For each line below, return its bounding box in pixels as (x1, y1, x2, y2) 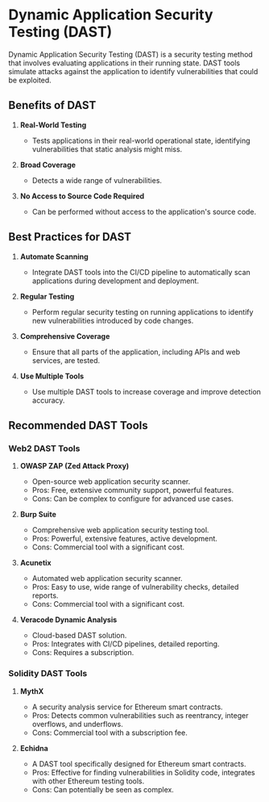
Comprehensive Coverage (19, 331, 110, 340)
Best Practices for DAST (8, 230, 131, 244)
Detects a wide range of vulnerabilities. (31, 175, 163, 185)
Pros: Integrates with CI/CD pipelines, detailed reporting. (31, 639, 220, 649)
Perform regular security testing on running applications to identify (31, 307, 254, 316)
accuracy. (31, 395, 65, 405)
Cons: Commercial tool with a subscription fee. (31, 728, 188, 737)
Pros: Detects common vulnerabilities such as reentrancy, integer (31, 710, 249, 720)
